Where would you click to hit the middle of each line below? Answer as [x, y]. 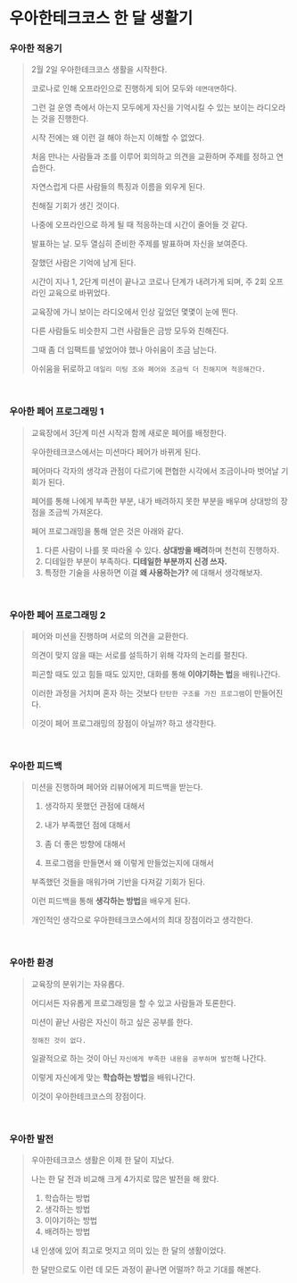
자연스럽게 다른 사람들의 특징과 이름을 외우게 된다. [118, 187]
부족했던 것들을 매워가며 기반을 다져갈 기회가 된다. [118, 882]
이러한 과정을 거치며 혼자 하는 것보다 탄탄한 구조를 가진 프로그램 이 [141, 693]
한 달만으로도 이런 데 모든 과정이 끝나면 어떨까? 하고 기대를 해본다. [146, 1269]
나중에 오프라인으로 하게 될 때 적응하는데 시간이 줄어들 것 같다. [139, 225]
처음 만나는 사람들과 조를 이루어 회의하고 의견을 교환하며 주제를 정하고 [153, 156]
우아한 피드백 [36, 766]
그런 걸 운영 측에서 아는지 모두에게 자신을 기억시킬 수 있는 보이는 [143, 107]
